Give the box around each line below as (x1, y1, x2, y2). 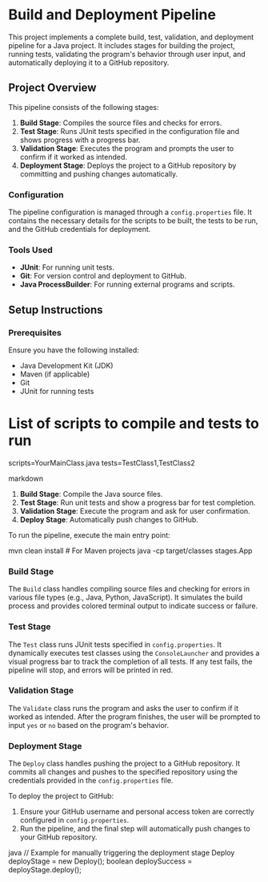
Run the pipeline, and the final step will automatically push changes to (19, 824, 250, 834)
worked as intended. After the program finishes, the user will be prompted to (8, 712, 261, 721)
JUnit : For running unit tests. (19, 262, 114, 272)
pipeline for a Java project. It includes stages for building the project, (8, 40, 236, 50)
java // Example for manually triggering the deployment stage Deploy (8, 848, 235, 858)
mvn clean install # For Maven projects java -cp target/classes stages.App (8, 546, 253, 555)
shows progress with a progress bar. (19, 135, 141, 144)
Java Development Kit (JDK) (19, 361, 114, 371)
